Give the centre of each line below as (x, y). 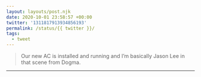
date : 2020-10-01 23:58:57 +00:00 (49, 17)
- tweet (21, 39)
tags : (13, 34)
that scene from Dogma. (51, 62)
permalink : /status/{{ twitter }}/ (51, 28)
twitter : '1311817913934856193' (46, 23)
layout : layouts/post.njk (38, 12)
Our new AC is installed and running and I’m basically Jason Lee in (103, 56)
